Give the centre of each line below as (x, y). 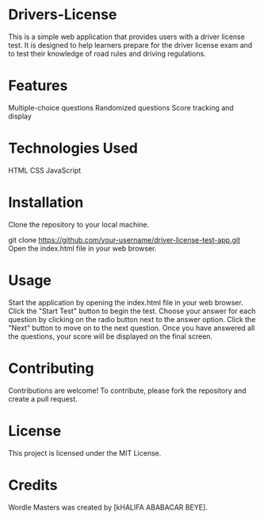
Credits (33, 485)
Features (38, 86)
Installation (46, 202)
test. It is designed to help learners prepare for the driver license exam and (130, 45)
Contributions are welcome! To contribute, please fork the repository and (127, 390)
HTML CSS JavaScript (45, 170)
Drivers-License (63, 15)
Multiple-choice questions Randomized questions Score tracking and (121, 107)
